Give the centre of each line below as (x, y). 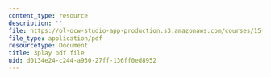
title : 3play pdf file (46, 53)
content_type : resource (48, 16)
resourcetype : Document (48, 46)
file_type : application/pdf (56, 38)
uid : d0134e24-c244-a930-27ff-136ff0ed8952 (83, 61)
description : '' (35, 23)
